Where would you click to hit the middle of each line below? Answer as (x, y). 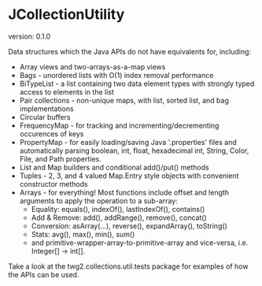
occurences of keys (52, 134)
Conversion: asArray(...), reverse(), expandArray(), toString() (129, 225)
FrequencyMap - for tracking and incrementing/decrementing (119, 125)
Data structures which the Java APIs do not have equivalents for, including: (130, 51)
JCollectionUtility (66, 15)
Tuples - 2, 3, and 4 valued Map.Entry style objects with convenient (129, 176)
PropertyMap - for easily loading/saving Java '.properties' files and (128, 142)
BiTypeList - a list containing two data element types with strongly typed (137, 84)
